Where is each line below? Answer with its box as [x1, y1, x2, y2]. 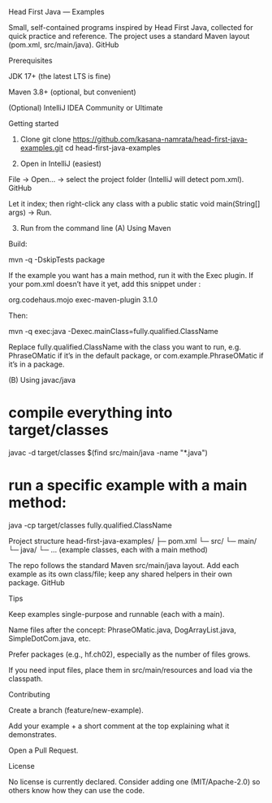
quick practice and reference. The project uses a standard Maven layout [8, 32, 250, 41]
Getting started [8, 119, 59, 128]
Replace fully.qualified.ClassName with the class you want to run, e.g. [8, 342, 241, 352]
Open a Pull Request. [8, 745, 79, 755]
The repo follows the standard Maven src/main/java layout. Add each [8, 560, 240, 570]
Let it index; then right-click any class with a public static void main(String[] [8, 199, 261, 208]
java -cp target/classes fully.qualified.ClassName [8, 520, 172, 530]
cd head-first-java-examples [64, 143, 161, 153]
